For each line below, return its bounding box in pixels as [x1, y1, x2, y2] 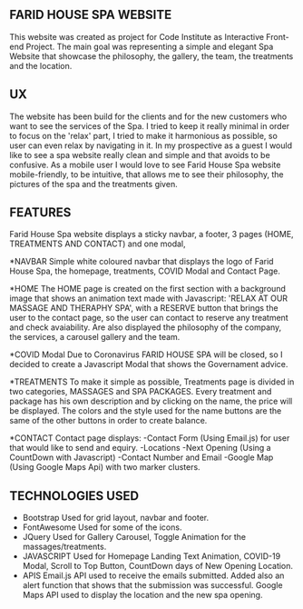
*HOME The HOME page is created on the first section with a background [9, 284, 286, 295]
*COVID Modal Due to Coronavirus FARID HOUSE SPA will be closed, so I [9, 349, 283, 360]
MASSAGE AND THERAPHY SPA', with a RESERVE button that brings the [9, 303, 279, 314]
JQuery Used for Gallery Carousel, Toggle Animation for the [22, 532, 247, 543]
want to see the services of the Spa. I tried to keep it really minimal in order [9, 120, 290, 131]
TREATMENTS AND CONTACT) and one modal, [9, 238, 186, 249]
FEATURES [9, 205, 72, 221]
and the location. [9, 60, 73, 71]
